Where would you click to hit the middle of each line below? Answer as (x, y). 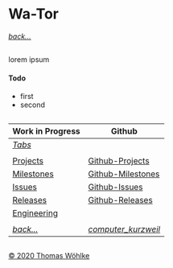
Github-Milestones (124, 174)
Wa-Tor (33, 14)
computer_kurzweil (124, 229)
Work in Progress (46, 131)
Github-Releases (120, 200)
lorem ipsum (29, 60)
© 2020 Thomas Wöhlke (49, 256)
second (33, 105)
